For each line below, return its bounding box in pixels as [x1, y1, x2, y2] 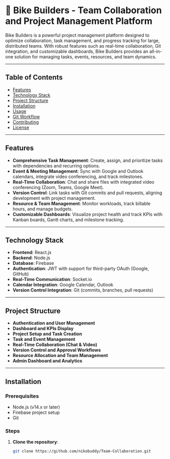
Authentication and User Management [12, 320, 95, 326]
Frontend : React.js [12, 250, 52, 256]
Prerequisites [5, 393, 39, 400]
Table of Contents [5, 73, 63, 82]
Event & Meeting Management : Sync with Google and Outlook [12, 168, 144, 174]
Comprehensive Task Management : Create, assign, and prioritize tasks [12, 157, 163, 163]
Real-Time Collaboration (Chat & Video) [12, 342, 98, 348]
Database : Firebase [12, 260, 54, 266]
